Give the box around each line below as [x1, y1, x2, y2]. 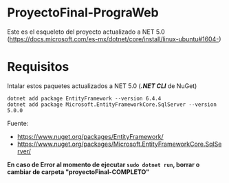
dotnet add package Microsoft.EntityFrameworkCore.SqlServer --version [7, 101, 217, 108]
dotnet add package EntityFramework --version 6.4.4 [7, 95, 162, 102]
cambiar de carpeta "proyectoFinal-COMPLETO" [7, 167, 150, 176]
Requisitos [7, 59, 69, 75]
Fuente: [7, 119, 29, 127]
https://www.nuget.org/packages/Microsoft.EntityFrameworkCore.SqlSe [17, 140, 222, 148]
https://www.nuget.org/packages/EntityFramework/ [17, 132, 164, 140]
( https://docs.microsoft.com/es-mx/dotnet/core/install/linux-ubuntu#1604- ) [7, 34, 221, 43]
